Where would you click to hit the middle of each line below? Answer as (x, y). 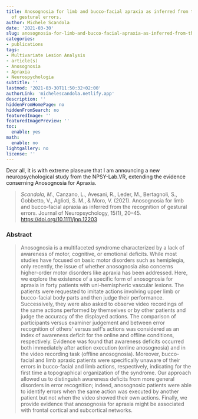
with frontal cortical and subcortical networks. (76, 410)
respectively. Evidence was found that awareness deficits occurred (102, 341)
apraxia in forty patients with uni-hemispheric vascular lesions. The (102, 285)
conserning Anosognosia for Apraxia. (51, 183)
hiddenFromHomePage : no (35, 104)
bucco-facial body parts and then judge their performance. (92, 297)
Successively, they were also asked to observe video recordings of (102, 304)
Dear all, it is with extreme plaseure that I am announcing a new (83, 171)
